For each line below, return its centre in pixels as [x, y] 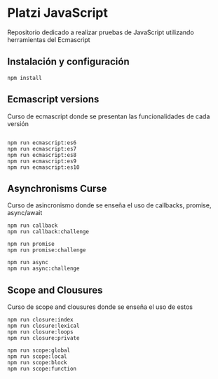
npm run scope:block [38, 363]
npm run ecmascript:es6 [42, 143]
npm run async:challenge [43, 269]
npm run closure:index [40, 320]
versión [18, 123]
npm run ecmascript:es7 [42, 149]
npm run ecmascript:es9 [42, 161]
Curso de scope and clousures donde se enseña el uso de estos [100, 307]
